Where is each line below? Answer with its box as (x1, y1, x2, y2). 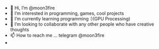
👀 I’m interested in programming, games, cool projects (10, 10, 124, 16)
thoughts (10, 27, 30, 33)
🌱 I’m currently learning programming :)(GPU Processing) (10, 16, 130, 21)
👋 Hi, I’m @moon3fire (10, 5, 55, 11)
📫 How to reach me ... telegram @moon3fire (10, 32, 104, 38)
